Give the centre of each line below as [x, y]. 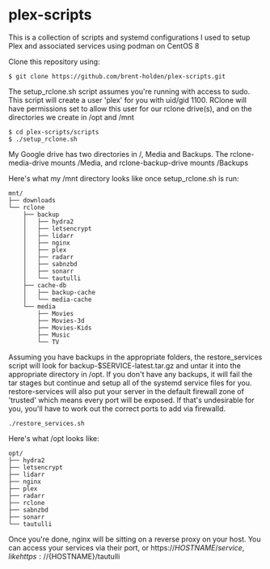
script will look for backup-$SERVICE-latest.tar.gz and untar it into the [124, 365]
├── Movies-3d [61, 321]
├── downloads [32, 200]
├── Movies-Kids [65, 328]
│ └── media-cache [57, 299]
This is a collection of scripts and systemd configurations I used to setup [129, 37]
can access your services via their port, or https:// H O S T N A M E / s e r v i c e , [127, 547]
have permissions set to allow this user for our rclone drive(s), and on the [130, 108]
